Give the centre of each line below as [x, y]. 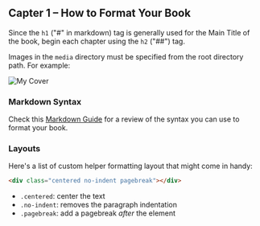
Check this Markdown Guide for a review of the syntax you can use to [124, 119]
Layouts [25, 149]
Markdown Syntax [45, 101]
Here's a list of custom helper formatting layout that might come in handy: [131, 166]
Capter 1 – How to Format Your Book [100, 13]
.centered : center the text [63, 196]
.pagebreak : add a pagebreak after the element [97, 213]
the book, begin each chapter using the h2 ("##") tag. [97, 41]
